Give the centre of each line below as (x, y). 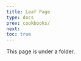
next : (13, 29)
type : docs (20, 18)
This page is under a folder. (41, 51)
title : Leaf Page (28, 12)
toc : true (19, 34)
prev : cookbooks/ (28, 23)
